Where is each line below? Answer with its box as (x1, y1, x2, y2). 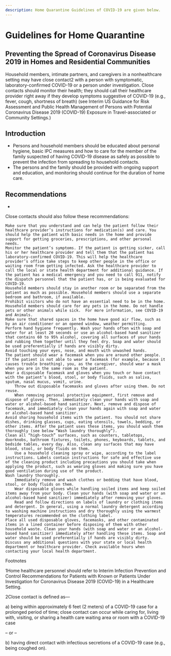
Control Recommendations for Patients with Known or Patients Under (5, 573, 151, 579)
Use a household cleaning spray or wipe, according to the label (14, 451, 157, 456)
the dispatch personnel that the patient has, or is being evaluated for (5, 277, 166, 282)
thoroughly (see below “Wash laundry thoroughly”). (5, 429, 117, 434)
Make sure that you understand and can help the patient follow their (5, 223, 159, 228)
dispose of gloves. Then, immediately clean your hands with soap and (5, 397, 159, 403)
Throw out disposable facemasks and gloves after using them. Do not (14, 384, 166, 389)
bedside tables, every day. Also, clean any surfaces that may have (5, 442, 154, 447)
